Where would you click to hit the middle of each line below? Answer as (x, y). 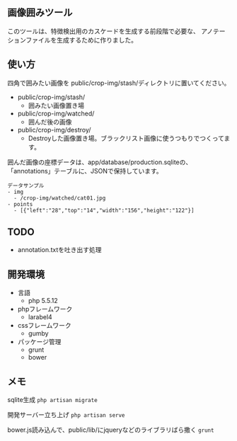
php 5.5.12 (43, 301)
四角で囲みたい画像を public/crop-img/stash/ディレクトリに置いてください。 (119, 83)
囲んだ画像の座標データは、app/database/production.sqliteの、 (100, 162)
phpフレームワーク (45, 309)
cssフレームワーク (45, 326)
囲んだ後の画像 (50, 122)
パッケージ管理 (39, 342)
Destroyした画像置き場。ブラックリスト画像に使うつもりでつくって (126, 138)
